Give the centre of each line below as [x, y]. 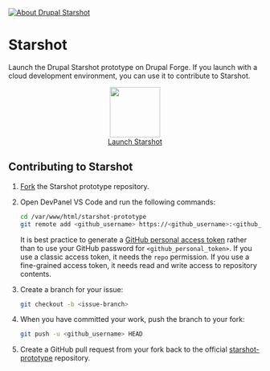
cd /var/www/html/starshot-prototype [83, 216]
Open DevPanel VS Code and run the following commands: [117, 202]
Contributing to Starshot [71, 167]
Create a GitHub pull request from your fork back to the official [123, 349]
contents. [36, 274]
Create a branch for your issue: [72, 289]
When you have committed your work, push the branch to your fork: [132, 319]
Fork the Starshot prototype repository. [85, 186]
